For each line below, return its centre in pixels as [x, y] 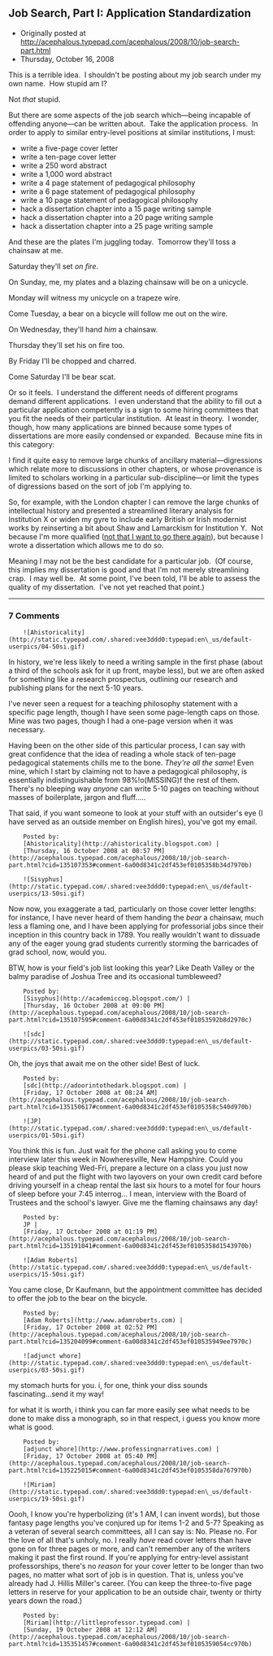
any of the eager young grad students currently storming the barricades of [133, 943]
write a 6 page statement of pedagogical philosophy [108, 191]
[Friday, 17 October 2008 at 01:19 [83, 1232]
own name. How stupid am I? [58, 83]
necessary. [27, 730]
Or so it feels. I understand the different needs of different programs [123, 392]
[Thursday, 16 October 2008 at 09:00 [87, 1006]
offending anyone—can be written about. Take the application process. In [133, 123]
